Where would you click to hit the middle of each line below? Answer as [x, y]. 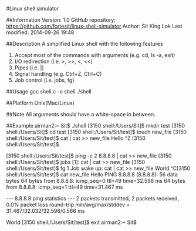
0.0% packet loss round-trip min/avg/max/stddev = [68, 205]
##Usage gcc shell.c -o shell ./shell [49, 91]
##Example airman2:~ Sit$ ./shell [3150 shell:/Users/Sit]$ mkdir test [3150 [96, 125]
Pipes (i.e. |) [29, 68]
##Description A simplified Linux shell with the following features [85, 44]
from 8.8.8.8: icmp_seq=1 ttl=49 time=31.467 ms [65, 187]
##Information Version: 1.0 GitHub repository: [61, 20]
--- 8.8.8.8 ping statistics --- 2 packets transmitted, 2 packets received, [93, 198]
